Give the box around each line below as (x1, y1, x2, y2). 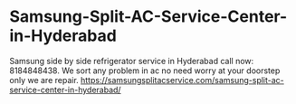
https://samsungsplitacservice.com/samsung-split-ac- (80, 74, 285, 85)
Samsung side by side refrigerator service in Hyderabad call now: (9, 55, 254, 66)
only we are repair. (9, 74, 79, 85)
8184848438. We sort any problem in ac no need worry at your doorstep (9, 65, 281, 76)
